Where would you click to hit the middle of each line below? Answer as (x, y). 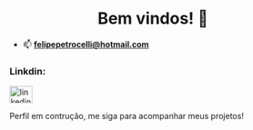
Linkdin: (28, 71)
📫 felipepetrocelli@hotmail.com (86, 44)
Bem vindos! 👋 (153, 19)
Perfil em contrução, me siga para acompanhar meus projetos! (126, 116)
